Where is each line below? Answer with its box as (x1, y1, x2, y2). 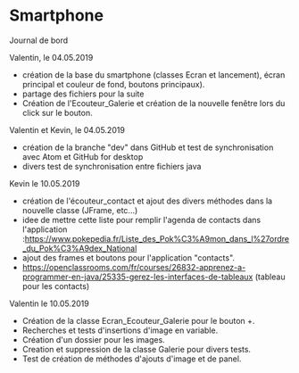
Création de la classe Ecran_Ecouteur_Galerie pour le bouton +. (21, 315, 255, 326)
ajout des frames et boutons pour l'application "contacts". (21, 252, 235, 263)
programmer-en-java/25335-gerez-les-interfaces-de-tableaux (21, 271, 253, 282)
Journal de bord (9, 35, 69, 46)
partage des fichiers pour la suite (21, 88, 145, 99)
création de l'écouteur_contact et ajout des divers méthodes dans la (21, 195, 273, 206)
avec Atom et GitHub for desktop (21, 151, 144, 162)
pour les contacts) (21, 280, 90, 291)
